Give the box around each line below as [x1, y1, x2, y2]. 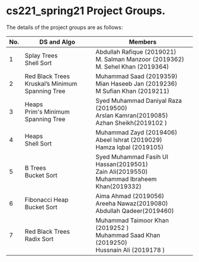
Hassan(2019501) [95, 160, 148, 168]
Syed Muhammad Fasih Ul [95, 153, 169, 161]
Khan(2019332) [95, 182, 142, 190]
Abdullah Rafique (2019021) [95, 47, 176, 56]
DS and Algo [39, 37, 75, 46]
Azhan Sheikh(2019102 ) [95, 118, 168, 127]
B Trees [24, 164, 46, 172]
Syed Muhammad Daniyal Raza [95, 96, 182, 105]
